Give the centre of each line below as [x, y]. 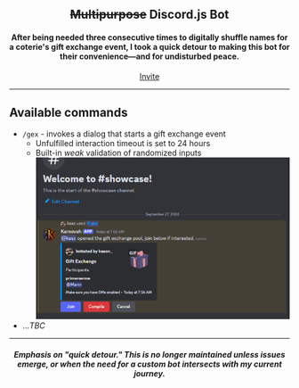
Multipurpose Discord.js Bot [149, 15]
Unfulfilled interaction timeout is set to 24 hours [123, 144]
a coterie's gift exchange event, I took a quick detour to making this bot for [149, 46]
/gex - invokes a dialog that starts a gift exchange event [124, 134]
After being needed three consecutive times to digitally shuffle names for [149, 37]
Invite [149, 76]
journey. [149, 373]
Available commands [69, 112]
